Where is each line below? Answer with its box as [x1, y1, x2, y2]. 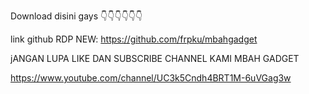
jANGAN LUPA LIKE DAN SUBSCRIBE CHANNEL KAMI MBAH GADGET [10, 53, 300, 64]
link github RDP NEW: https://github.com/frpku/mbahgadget [10, 33, 258, 45]
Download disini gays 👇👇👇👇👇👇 [10, 10, 143, 22]
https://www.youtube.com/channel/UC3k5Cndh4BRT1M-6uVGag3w [10, 72, 292, 84]
